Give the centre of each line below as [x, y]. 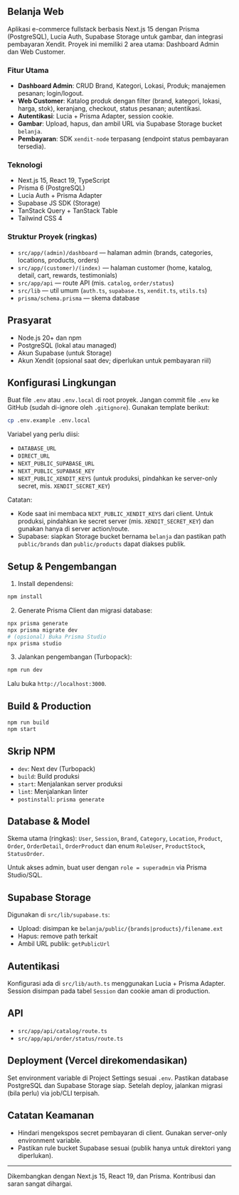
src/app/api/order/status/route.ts [70, 1039]
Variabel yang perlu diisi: [43, 434]
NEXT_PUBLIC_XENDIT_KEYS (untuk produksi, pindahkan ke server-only [117, 478]
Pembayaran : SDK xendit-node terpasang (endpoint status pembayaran [123, 139]
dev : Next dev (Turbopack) [57, 768]
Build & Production [49, 706]
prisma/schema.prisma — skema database [79, 298]
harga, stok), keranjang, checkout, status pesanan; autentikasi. [110, 109]
